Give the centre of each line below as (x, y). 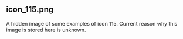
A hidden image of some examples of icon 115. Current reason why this (92, 23)
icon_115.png (30, 10)
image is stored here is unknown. (46, 30)
